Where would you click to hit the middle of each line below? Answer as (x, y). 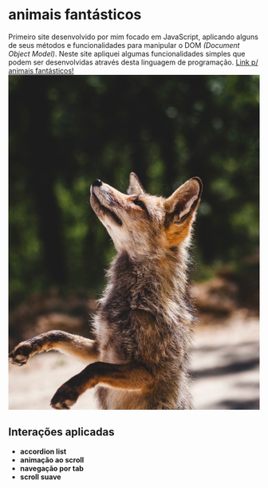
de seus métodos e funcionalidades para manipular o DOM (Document (124, 45)
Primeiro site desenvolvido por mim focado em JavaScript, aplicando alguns (134, 37)
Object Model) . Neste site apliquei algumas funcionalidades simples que (127, 53)
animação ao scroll (52, 459)
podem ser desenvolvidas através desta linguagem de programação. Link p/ (133, 62)
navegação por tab (51, 468)
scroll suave (40, 477)
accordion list (43, 451)
